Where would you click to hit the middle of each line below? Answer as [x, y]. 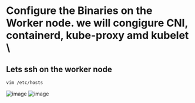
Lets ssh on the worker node [59, 69]
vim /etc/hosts [25, 83]
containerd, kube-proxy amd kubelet [97, 35]
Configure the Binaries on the [79, 11]
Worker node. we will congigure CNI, [97, 23]
